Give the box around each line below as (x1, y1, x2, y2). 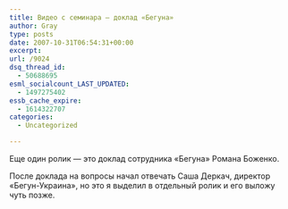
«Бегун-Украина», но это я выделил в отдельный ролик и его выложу (9, 180, 275, 190)
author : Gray (9, 21, 58, 30)
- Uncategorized (17, 121, 78, 130)
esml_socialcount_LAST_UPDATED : (9, 79, 130, 88)
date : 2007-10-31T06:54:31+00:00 (9, 38, 134, 47)
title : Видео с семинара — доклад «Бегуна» (9, 13, 174, 22)
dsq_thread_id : (9, 63, 66, 72)
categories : (9, 113, 54, 121)
